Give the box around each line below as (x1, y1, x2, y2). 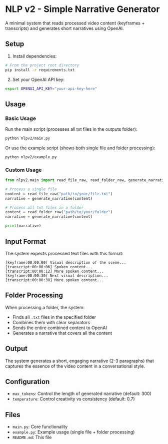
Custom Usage (5, 166, 42, 173)
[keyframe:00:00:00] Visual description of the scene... (5, 260, 126, 265)
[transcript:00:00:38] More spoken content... (5, 277, 104, 283)
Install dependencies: (12, 53, 57, 59)
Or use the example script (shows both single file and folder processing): (5, 145, 155, 151)
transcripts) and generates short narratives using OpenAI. (5, 25, 124, 31)
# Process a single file (5, 186, 57, 192)
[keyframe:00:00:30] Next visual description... (5, 273, 108, 278)
